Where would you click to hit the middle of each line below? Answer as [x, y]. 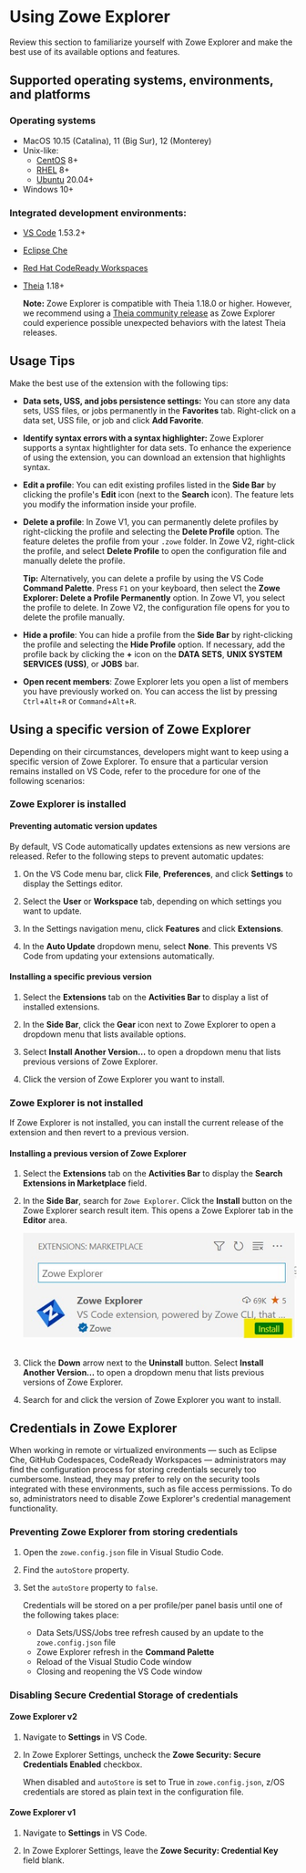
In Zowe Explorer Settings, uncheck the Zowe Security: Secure [142, 1754]
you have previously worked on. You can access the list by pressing [150, 691]
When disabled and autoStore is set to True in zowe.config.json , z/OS [153, 1782]
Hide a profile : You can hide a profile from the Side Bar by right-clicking [158, 634]
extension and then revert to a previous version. [99, 1133]
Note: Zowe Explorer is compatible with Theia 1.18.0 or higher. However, [157, 303]
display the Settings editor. [72, 884]
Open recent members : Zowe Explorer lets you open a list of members [155, 681]
